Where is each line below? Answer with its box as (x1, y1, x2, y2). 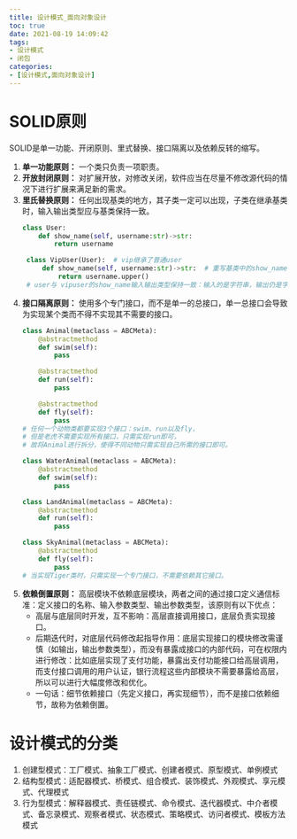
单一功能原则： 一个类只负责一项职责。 (21, 161, 164, 172)
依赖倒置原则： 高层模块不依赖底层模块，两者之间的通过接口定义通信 (21, 588, 272, 599)
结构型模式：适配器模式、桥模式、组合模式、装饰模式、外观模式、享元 (21, 775, 278, 786)
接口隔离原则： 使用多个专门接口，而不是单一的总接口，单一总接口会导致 (21, 298, 288, 308)
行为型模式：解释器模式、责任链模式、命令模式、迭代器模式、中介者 (21, 797, 270, 808)
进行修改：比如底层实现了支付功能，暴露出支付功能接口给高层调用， (34, 655, 284, 665)
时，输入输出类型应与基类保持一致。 (21, 206, 155, 216)
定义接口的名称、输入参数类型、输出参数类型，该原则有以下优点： (37, 599, 278, 610)
